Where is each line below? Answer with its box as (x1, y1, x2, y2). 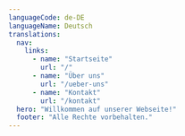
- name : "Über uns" (31, 72, 105, 81)
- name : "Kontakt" (31, 88, 101, 97)
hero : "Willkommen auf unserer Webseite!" (16, 105, 177, 114)
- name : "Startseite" (31, 55, 114, 64)
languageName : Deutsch (8, 21, 93, 30)
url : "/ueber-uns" (40, 80, 109, 89)
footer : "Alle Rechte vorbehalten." (16, 113, 153, 122)
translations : (8, 30, 62, 38)
